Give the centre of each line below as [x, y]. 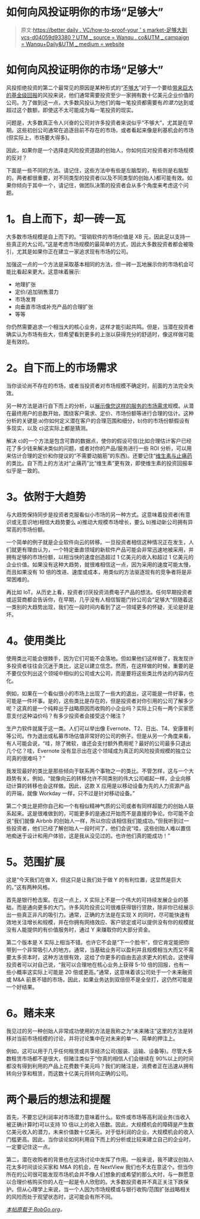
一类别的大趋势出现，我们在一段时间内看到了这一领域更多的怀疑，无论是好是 [100, 607]
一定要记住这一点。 [30, 1147]
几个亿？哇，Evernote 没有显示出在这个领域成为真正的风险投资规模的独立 [96, 750]
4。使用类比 [36, 640]
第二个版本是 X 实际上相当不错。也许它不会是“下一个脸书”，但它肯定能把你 [98, 942]
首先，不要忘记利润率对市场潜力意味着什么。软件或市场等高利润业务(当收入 [99, 1117]
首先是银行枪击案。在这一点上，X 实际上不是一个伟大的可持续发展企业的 [95, 899]
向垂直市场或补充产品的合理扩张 [54, 306]
